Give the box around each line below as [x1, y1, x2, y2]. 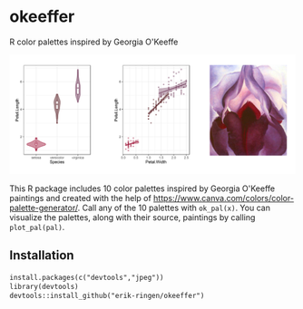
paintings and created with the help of [9, 193, 151, 204]
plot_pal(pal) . [9, 222, 65, 233]
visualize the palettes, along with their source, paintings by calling [9, 212, 256, 223]
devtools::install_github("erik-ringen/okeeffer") [9, 291, 205, 300]
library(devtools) [9, 282, 79, 291]
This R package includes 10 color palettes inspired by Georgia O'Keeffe [9, 183, 275, 194]
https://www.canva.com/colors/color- [152, 193, 295, 204]
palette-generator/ [9, 202, 79, 214]
